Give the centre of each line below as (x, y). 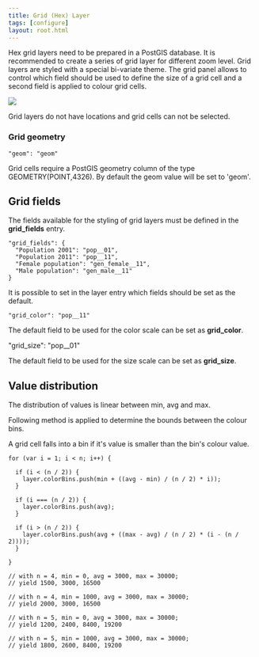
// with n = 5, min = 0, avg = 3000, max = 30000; (93, 618)
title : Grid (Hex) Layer (49, 15)
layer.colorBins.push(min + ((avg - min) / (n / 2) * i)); (122, 480)
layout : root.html (38, 30)
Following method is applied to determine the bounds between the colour (128, 420)
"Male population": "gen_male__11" (74, 271)
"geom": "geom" (33, 154)
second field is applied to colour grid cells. (78, 86)
